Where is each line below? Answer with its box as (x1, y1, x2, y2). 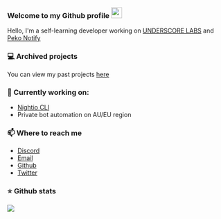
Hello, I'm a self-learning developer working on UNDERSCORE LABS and (7, 26, 214, 35)
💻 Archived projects (7, 52, 78, 62)
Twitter (17, 168, 38, 177)
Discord (17, 146, 40, 155)
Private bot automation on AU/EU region (17, 110, 132, 119)
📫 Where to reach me (7, 128, 82, 138)
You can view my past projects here (7, 70, 109, 78)
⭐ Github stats (7, 186, 57, 196)
